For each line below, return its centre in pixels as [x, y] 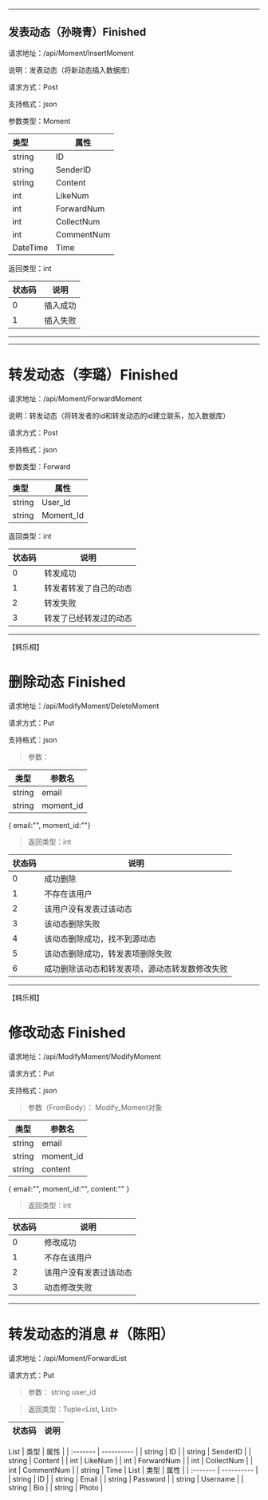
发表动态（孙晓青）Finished [77, 32]
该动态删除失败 [73, 924]
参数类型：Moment [39, 121]
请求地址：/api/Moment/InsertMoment [71, 53]
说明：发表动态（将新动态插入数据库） [71, 70]
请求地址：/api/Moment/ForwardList [67, 1358]
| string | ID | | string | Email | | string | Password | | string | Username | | [126, 1478]
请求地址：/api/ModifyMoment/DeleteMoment [84, 706]
